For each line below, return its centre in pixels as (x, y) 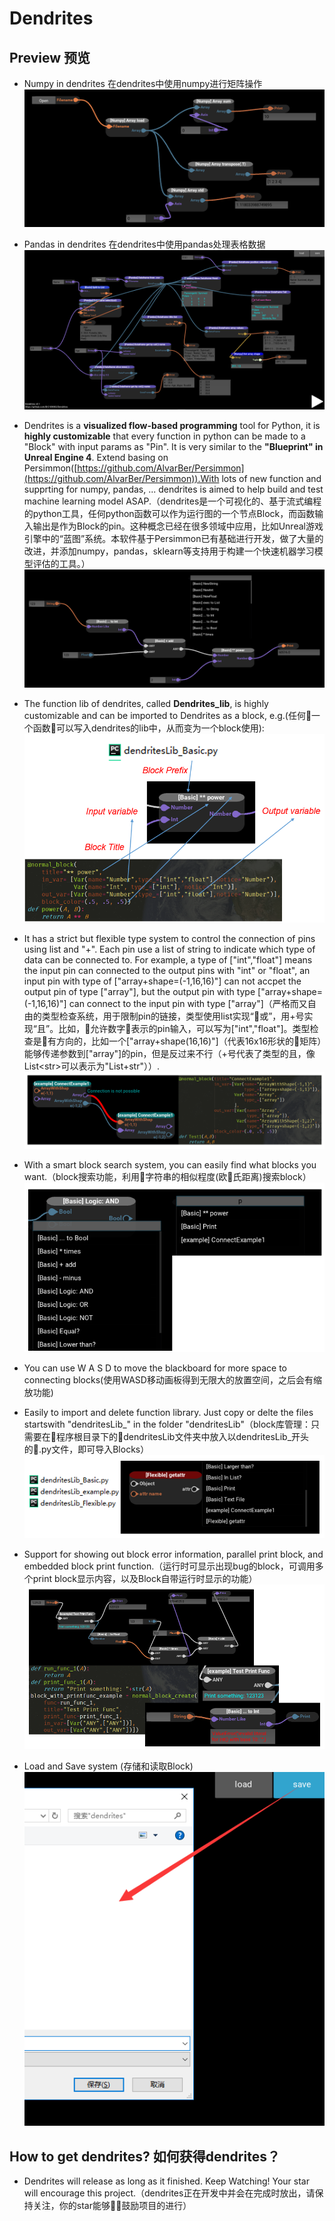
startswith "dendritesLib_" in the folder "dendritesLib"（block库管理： (167, 1424)
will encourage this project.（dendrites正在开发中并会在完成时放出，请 (169, 2193)
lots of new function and (271, 478)
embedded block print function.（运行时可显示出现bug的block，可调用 (169, 1566)
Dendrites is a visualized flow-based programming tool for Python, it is (172, 425)
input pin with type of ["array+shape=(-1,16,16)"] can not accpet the (162, 981)
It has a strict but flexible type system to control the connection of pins (169, 939)
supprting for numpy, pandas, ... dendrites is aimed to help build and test (173, 489)
